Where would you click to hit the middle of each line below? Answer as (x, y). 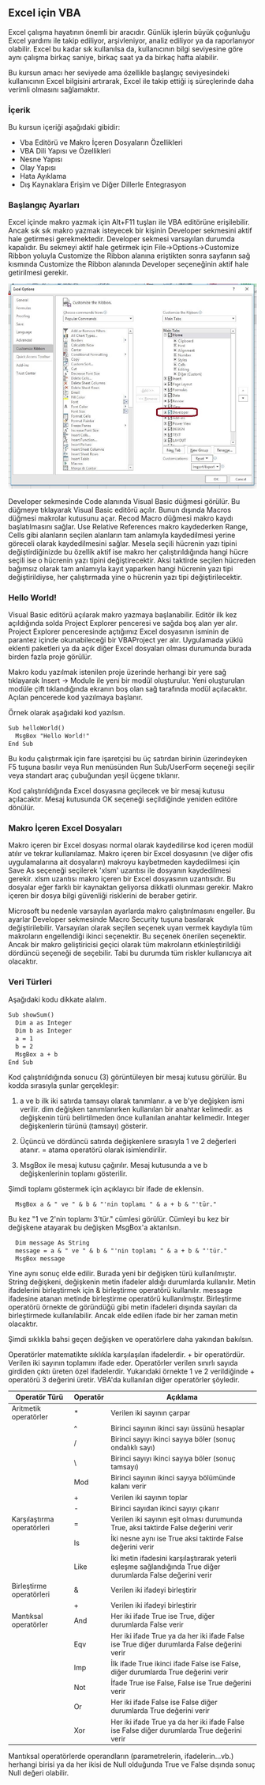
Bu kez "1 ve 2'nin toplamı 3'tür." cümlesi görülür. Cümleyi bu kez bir (119, 1218)
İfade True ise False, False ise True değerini (181, 1683)
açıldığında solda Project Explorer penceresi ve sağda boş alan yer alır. (123, 623)
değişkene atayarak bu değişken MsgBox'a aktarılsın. (95, 1227)
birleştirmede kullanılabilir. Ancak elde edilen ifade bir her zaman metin (123, 1315)
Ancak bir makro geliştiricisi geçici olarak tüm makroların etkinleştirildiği (125, 945)
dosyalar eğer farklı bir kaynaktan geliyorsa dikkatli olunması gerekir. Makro (131, 887)
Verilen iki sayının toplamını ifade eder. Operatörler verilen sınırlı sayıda (123, 1362)
